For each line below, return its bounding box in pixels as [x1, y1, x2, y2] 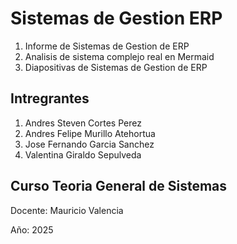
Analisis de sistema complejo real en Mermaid [24, 50, 215, 62]
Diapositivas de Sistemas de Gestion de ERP [24, 61, 208, 73]
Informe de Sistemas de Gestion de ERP [24, 40, 190, 52]
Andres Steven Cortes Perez [24, 117, 142, 129]
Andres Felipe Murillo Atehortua [24, 127, 156, 139]
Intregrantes [10, 90, 90, 107]
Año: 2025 [10, 223, 54, 236]
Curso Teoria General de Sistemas [10, 178, 228, 195]
